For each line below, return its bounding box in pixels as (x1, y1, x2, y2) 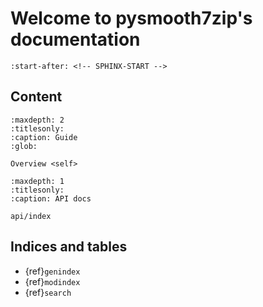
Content (10, 88, 63, 106)
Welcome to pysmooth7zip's (10, 7, 253, 30)
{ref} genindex (24, 265, 81, 277)
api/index (10, 211, 52, 221)
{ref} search (24, 286, 72, 298)
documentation (10, 28, 141, 51)
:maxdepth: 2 (10, 115, 65, 125)
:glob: (10, 141, 38, 151)
